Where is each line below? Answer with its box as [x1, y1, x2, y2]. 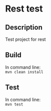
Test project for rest [5, 36, 46, 42]
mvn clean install [5, 69, 43, 74]
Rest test [5, 3, 43, 15]
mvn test [5, 101, 23, 107]
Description [5, 23, 42, 32]
